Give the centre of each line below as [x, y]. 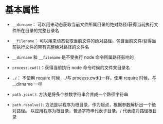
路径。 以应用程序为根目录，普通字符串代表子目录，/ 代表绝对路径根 [84, 110]
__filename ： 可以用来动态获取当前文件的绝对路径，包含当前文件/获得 [82, 41]
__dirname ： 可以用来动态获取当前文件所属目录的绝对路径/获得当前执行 [83, 24]
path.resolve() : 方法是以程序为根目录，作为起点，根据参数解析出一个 [82, 105]
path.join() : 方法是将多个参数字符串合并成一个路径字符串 [70, 94]
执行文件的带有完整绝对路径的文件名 [53, 47]
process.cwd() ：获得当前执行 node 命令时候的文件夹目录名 [71, 67]
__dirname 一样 [27, 84]
